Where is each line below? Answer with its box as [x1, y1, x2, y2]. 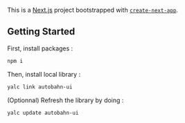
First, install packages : [7, 44, 73, 53]
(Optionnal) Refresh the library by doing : [7, 96, 124, 104]
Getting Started [7, 26, 76, 37]
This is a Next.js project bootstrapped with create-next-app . [7, 6, 179, 14]
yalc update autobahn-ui [7, 109, 79, 116]
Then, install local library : [7, 70, 81, 78]
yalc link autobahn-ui [7, 83, 73, 91]
